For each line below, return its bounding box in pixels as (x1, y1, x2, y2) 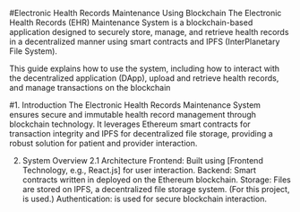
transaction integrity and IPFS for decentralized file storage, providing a (9, 128, 273, 138)
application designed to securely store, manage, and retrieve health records (9, 27, 289, 37)
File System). (9, 46, 58, 57)
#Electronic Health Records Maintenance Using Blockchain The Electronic (9, 8, 282, 18)
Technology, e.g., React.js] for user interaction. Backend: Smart (21, 165, 257, 175)
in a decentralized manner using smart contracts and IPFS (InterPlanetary (9, 36, 280, 47)
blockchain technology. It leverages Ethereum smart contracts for (9, 119, 251, 129)
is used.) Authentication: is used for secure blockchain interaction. (21, 193, 267, 204)
